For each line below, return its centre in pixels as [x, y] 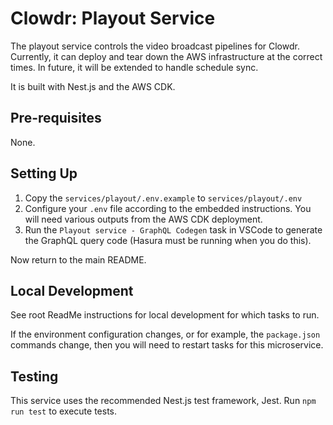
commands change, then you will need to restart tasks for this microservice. [167, 345]
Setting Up [44, 173]
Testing [34, 376]
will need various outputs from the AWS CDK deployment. [143, 219]
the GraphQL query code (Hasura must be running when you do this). [168, 240]
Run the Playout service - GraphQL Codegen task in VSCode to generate [173, 229]
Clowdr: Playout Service [113, 18]
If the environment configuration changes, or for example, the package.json [165, 334]
